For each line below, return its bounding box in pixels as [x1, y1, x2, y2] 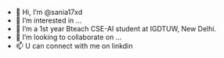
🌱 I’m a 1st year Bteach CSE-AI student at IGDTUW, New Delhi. [15, 24, 217, 33]
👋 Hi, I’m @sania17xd [15, 8, 83, 16]
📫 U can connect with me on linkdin [15, 42, 133, 50]
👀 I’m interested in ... [15, 16, 82, 25]
